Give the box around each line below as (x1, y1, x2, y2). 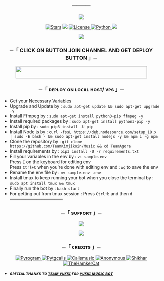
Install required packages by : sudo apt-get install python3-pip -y (9, 118, 151, 124)
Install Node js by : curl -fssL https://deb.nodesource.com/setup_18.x (9, 129, 157, 135)
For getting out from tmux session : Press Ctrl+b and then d (9, 190, 133, 196)
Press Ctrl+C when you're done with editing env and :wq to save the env (9, 164, 158, 170)
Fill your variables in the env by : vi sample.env (9, 153, 107, 159)
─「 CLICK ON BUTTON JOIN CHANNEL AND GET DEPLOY (9, 47, 153, 54)
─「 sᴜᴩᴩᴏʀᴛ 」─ (61, 209, 102, 216)
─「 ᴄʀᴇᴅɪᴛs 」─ (62, 244, 101, 251)
